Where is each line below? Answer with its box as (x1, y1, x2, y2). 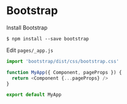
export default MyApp (6, 92, 62, 98)
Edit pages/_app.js (6, 46, 53, 54)
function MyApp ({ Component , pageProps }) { (6, 69, 122, 75)
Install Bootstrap (6, 24, 48, 31)
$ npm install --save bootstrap (6, 35, 89, 42)
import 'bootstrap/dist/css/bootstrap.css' (6, 58, 120, 64)
